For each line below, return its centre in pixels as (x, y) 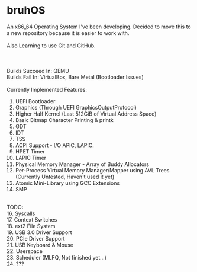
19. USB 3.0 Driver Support (40, 232)
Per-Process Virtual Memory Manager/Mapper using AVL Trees (92, 170)
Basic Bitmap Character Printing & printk (64, 120)
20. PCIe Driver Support (36, 238)
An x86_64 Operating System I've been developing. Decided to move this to (99, 27)
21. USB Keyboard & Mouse (40, 245)
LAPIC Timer (31, 158)
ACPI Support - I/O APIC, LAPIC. (54, 145)
